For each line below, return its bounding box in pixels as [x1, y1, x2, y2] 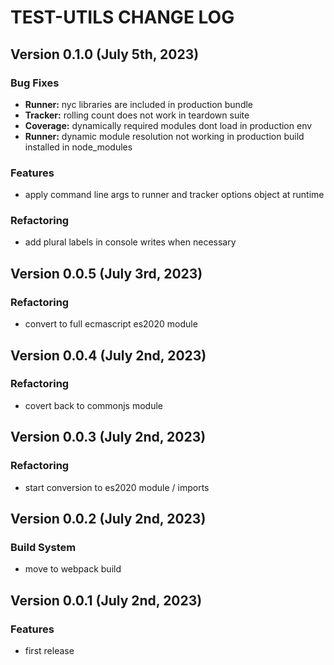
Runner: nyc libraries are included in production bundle [24, 98, 254, 110]
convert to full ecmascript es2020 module [24, 318, 198, 330]
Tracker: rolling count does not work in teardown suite [24, 109, 250, 121]
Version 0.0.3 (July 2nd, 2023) [10, 429, 207, 446]
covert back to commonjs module [24, 399, 164, 411]
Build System [10, 540, 77, 554]
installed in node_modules [24, 141, 133, 153]
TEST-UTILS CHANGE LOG [10, 6, 235, 29]
